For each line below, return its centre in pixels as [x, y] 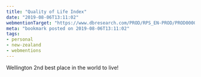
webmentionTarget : [29, 23]
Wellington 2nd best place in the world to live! [63, 67]
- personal [20, 39]
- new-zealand [24, 45]
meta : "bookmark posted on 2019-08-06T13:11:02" [68, 28]
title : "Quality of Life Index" [46, 12]
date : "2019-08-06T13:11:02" [42, 17]
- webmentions [24, 51]
